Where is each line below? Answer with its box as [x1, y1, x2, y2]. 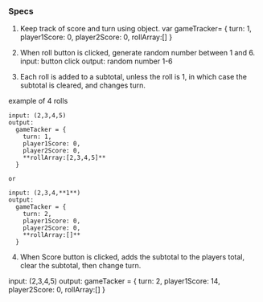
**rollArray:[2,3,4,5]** [23, 154, 106, 162]
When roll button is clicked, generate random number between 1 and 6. [19, 48, 256, 58]
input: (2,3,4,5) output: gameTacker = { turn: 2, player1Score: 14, [8, 276, 220, 286]
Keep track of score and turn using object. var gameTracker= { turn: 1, [19, 24, 252, 34]
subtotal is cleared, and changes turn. [19, 80, 146, 90]
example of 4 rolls [8, 96, 68, 106]
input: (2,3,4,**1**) [8, 189, 81, 198]
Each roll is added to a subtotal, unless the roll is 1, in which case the [19, 72, 248, 82]
